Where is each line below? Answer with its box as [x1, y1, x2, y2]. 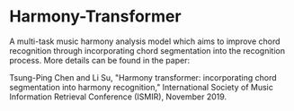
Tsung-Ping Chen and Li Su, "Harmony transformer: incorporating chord [9, 72, 277, 82]
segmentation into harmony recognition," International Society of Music [9, 81, 274, 92]
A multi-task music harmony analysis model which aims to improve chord [9, 36, 281, 47]
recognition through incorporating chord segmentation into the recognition [9, 45, 286, 55]
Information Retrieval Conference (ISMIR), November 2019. [9, 91, 227, 102]
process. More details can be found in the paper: [9, 55, 191, 65]
